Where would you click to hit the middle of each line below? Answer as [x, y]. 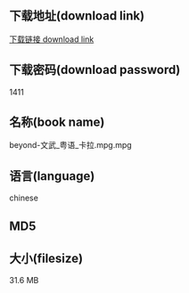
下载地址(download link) [77, 16]
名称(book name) [57, 122]
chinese [24, 198]
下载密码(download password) [95, 70]
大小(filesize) [46, 259]
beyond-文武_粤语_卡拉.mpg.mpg [70, 145]
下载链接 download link [52, 39]
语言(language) [52, 176]
